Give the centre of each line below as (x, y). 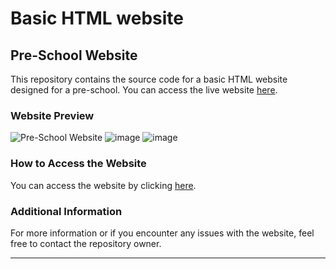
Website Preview (52, 115)
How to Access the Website (78, 164)
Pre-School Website (74, 55)
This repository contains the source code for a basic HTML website (149, 79)
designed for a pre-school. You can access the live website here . (144, 90)
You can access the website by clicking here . (103, 185)
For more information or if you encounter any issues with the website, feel (162, 233)
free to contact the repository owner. (86, 243)
